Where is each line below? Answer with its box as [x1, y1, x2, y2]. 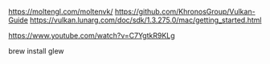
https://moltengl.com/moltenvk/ [8, 7, 113, 16]
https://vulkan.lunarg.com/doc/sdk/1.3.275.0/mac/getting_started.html [29, 15, 262, 25]
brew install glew [8, 46, 64, 55]
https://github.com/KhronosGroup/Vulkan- [114, 7, 256, 16]
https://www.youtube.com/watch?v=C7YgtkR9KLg [8, 31, 175, 40]
